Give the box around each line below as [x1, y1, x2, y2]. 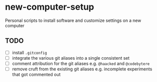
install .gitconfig [12, 49, 47, 55]
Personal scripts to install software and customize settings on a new [5, 17, 141, 23]
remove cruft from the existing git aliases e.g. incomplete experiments [12, 66, 152, 72]
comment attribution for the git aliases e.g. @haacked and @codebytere [12, 60, 150, 66]
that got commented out [12, 72, 61, 77]
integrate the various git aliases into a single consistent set [12, 55, 130, 61]
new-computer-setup [5, 1, 94, 13]
